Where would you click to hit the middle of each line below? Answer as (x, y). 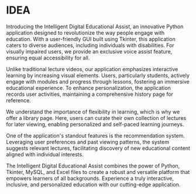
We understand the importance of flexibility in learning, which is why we (93, 112)
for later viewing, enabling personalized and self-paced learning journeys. (95, 124)
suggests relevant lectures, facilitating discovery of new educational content (98, 148)
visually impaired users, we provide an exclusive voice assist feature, (89, 51)
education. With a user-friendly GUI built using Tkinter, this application (91, 39)
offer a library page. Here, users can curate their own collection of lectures (96, 118)
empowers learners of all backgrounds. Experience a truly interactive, (90, 178)
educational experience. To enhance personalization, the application (88, 88)
